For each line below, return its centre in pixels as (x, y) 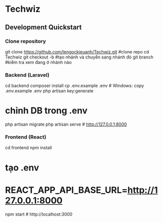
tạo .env (22, 167)
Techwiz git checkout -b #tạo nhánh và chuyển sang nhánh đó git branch (79, 57)
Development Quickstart (43, 27)
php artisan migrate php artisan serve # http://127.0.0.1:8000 (66, 124)
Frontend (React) (26, 137)
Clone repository (26, 41)
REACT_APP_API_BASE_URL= (66, 190)
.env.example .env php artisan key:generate (49, 91)
